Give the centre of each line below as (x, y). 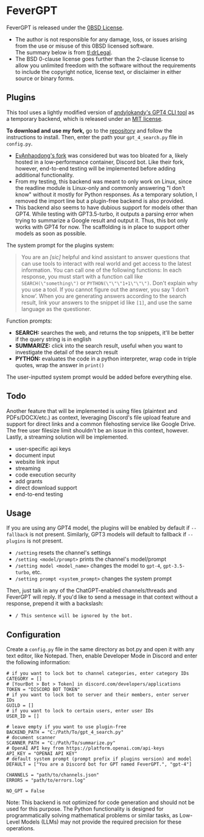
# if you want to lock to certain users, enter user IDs (80, 711)
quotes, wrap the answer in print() (60, 365)
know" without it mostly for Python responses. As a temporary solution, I (106, 194)
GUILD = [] (20, 706)
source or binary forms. (45, 78)
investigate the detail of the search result (66, 352)
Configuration (33, 634)
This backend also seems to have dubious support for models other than (106, 207)
